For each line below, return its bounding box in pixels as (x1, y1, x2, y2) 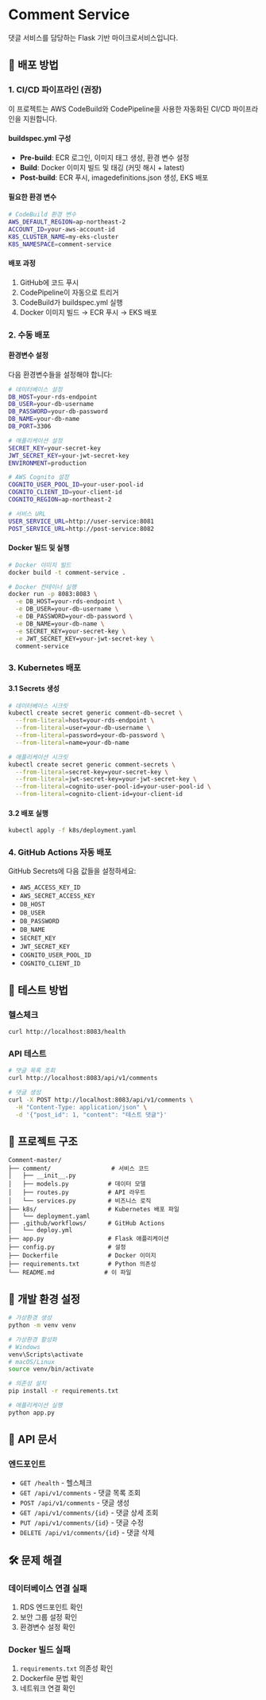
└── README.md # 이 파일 (8, 1269, 132, 1277)
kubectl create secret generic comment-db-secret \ (8, 709, 183, 717)
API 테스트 (8, 1048, 47, 1059)
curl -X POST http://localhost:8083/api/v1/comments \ (8, 1096, 194, 1104)
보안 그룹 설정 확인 (19, 1612, 78, 1622)
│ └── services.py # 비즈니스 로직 (8, 1197, 152, 1205)
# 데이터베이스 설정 (8, 385, 63, 393)
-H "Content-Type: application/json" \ (15, 1103, 148, 1111)
